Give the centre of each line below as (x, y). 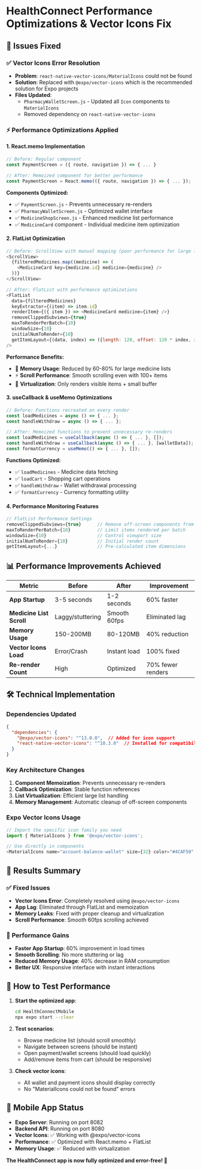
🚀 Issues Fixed (34, 46)
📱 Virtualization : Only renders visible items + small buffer (86, 384)
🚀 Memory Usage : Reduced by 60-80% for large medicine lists (93, 368)
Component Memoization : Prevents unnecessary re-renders (90, 783)
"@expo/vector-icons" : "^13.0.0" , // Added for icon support (96, 738)
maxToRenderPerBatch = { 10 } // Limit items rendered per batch (96, 530)
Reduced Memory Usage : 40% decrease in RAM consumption (92, 961)
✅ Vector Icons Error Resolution (53, 63)
